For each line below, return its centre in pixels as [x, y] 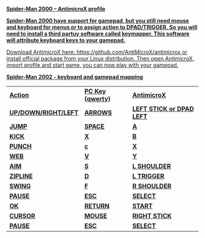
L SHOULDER [152, 166]
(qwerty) [98, 99]
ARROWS [98, 113]
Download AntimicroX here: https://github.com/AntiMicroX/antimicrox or [97, 52]
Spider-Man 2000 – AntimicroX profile [56, 9]
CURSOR [22, 216]
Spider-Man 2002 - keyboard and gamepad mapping [75, 77]
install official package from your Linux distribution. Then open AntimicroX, [100, 58]
